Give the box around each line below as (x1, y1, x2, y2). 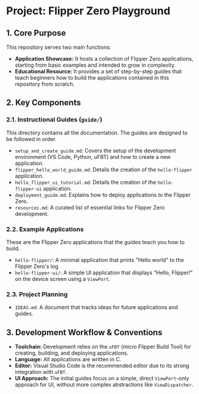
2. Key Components (6, 98, 82, 108)
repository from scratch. (14, 80, 74, 87)
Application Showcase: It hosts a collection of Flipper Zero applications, (14, 55, 194, 62)
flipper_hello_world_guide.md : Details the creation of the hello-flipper (14, 165, 192, 173)
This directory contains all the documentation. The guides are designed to (6, 129, 188, 136)
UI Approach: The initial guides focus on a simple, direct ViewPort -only (14, 375, 189, 382)
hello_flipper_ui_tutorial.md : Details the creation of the (14, 179, 157, 186)
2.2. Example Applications (6, 225, 84, 233)
